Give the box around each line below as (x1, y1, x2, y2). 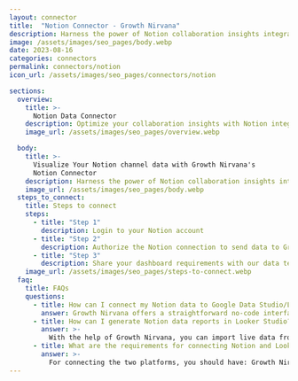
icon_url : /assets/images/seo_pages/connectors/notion (9, 71, 216, 80)
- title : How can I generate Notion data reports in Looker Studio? (32, 316, 292, 326)
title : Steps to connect (25, 201, 117, 211)
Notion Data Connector (32, 112, 117, 121)
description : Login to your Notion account (41, 226, 204, 235)
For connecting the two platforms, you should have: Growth (48, 358, 276, 367)
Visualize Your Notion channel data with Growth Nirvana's (32, 160, 255, 169)
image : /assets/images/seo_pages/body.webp (9, 37, 173, 47)
